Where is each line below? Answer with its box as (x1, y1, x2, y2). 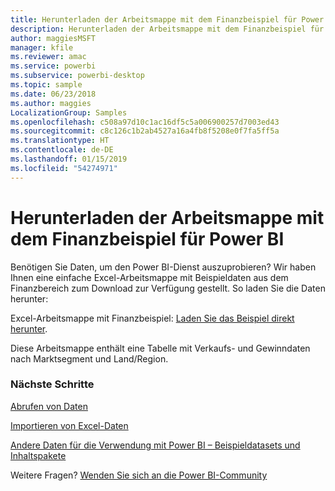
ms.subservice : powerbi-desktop (10, 71, 145, 81)
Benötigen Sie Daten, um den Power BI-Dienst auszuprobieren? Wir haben (10, 261, 317, 273)
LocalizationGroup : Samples (10, 107, 128, 118)
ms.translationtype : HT (10, 136, 110, 146)
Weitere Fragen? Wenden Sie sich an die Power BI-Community (10, 469, 268, 481)
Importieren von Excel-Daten (10, 419, 129, 431)
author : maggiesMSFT (10, 33, 97, 43)
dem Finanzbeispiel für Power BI (10, 227, 285, 250)
